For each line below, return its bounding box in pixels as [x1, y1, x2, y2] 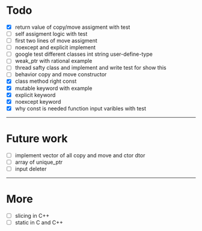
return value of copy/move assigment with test [14, 23, 130, 31]
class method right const [14, 77, 77, 85]
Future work [6, 131, 68, 145]
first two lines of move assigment [14, 37, 97, 44]
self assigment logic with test [14, 31, 88, 37]
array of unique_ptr [14, 158, 63, 166]
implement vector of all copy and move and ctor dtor [14, 151, 145, 159]
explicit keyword [14, 91, 56, 98]
